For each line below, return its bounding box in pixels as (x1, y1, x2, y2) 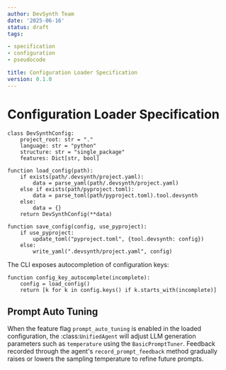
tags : (7, 30, 23, 38)
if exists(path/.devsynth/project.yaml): (20, 173, 144, 180)
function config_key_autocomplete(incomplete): (7, 274, 151, 281)
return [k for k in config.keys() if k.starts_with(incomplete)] (20, 286, 217, 293)
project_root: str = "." (20, 136, 94, 143)
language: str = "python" (20, 142, 97, 149)
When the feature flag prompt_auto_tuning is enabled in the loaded (7, 325, 202, 333)
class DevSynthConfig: (7, 129, 74, 137)
